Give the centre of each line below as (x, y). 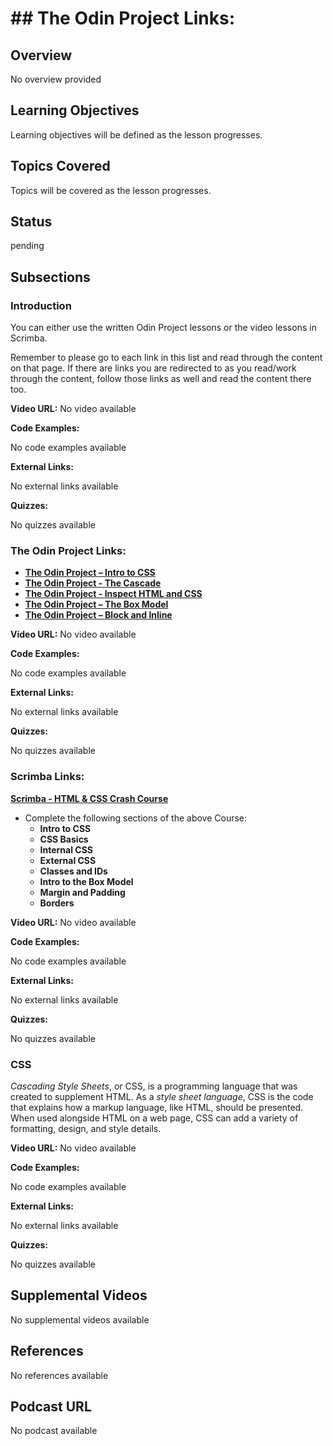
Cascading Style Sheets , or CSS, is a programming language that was (154, 1086)
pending (27, 246)
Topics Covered (60, 166)
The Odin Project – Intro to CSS (90, 573)
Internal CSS (66, 849)
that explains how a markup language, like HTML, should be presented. (157, 1108)
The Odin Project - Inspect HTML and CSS (113, 594)
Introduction (41, 305)
